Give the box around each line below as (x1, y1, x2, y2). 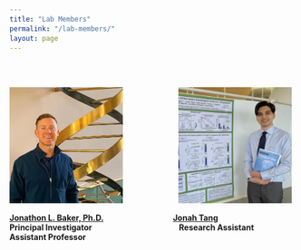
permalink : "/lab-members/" (9, 24, 116, 34)
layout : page (9, 34, 59, 43)
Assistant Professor (9, 232, 86, 243)
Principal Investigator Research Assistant (9, 222, 255, 233)
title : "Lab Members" (9, 14, 92, 24)
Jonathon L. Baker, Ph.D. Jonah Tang (9, 213, 219, 224)
